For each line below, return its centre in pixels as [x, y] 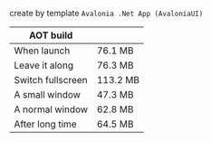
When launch [42, 51]
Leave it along [44, 65]
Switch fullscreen [51, 80]
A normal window [51, 109]
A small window [48, 95]
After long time [45, 124]
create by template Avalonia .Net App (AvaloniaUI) [106, 13]
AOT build [51, 35]
